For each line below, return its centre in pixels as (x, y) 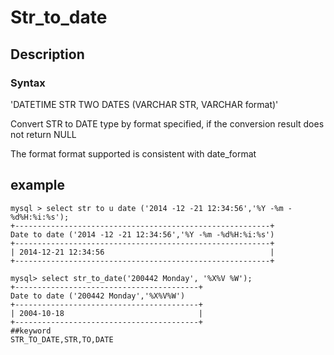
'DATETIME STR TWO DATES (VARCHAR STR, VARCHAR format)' (144, 104)
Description (47, 54)
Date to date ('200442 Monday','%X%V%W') (98, 296)
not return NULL (43, 134)
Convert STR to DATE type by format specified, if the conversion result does (167, 123)
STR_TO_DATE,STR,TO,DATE (62, 339)
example (38, 185)
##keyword (31, 331)
